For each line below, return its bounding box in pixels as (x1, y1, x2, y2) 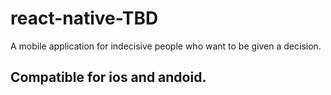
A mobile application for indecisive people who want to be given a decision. (10, 40, 322, 52)
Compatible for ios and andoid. (10, 69, 207, 86)
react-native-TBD (10, 7, 159, 30)
